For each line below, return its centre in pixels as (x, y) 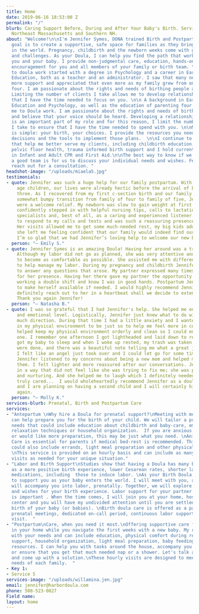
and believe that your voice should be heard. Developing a (87, 116)
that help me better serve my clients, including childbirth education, (103, 144)
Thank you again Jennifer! (50, 298)
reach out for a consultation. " (53, 166)
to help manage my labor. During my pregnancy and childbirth (95, 265)
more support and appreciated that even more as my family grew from (99, 84)
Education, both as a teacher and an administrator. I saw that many (99, 78)
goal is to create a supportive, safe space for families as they (95, 45)
